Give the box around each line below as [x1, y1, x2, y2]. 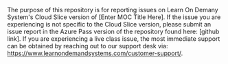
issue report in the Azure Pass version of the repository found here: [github [7, 27, 220, 35]
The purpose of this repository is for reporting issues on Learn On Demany [7, 6, 218, 14]
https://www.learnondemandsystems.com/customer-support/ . [7, 49, 183, 57]
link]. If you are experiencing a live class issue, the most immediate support [7, 35, 220, 43]
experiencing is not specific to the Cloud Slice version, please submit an [7, 20, 212, 28]
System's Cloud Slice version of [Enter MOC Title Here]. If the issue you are [7, 13, 221, 21]
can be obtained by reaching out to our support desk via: [7, 42, 168, 50]
